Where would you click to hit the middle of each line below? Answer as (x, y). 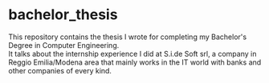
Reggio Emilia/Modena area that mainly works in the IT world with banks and (135, 62)
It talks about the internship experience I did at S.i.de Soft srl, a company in (132, 53)
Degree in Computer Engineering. (64, 45)
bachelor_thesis (63, 15)
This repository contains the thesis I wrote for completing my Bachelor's (128, 37)
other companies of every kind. (60, 70)
